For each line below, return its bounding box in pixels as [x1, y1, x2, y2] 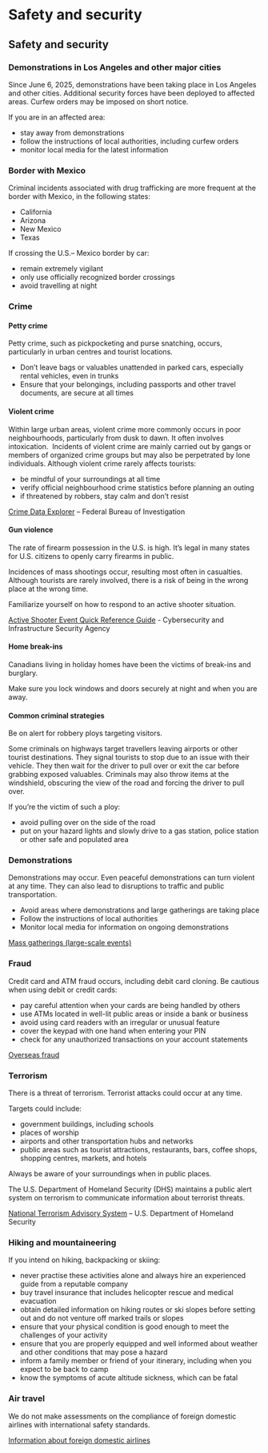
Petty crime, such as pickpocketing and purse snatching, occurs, [8, 338, 222, 348]
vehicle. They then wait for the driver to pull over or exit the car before [8, 761, 240, 771]
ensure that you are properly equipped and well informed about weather [19, 1339, 258, 1349]
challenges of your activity [19, 1330, 108, 1340]
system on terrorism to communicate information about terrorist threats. [8, 1193, 246, 1202]
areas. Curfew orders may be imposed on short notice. [8, 96, 189, 106]
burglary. [8, 668, 38, 678]
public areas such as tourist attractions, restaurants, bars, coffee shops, [19, 1145, 258, 1154]
